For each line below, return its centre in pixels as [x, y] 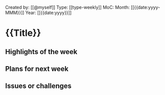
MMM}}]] [15, 13]
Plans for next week [37, 68]
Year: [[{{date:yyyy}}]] [49, 13]
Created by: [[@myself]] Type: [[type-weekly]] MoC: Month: [67, 7]
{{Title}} [23, 33]
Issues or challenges [38, 86]
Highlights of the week [41, 52]
